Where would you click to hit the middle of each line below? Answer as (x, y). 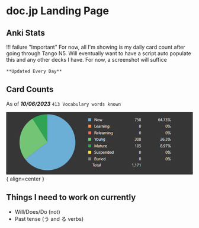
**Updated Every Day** (34, 71)
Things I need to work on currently (71, 197)
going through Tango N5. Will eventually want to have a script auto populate (99, 53)
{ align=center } (25, 179)
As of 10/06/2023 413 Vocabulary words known (64, 104)
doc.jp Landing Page (58, 11)
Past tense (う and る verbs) (49, 218)
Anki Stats (26, 33)
